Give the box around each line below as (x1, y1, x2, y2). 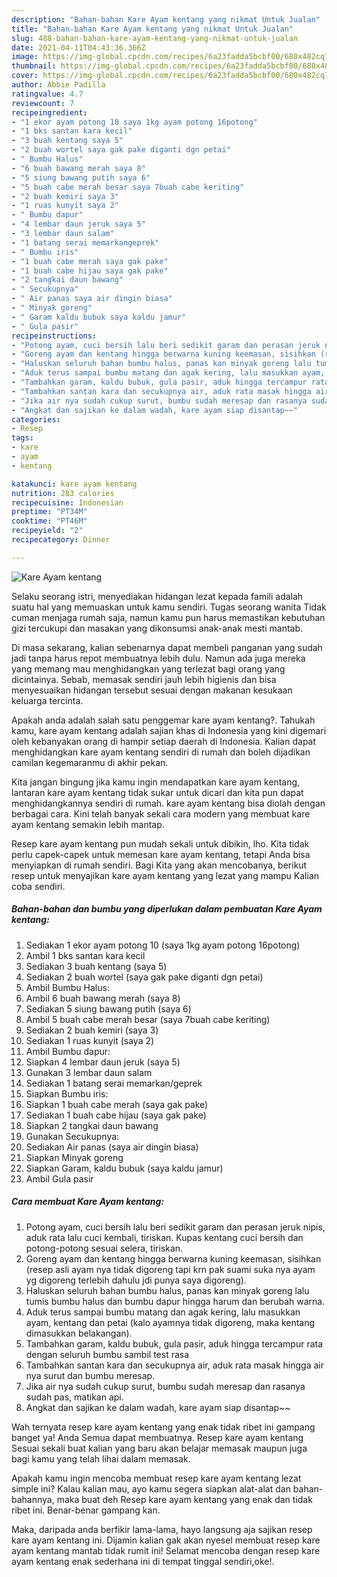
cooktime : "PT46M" (11, 516, 88, 526)
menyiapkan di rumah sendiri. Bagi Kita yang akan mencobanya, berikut (11, 859, 308, 871)
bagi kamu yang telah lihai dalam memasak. (11, 1452, 191, 1465)
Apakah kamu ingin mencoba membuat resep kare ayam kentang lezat (11, 1472, 302, 1484)
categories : (11, 414, 61, 425)
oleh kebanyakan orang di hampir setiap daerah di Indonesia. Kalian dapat (11, 735, 317, 747)
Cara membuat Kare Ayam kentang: (11, 1196, 165, 1208)
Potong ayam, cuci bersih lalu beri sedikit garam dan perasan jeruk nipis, (25, 1221, 326, 1233)
